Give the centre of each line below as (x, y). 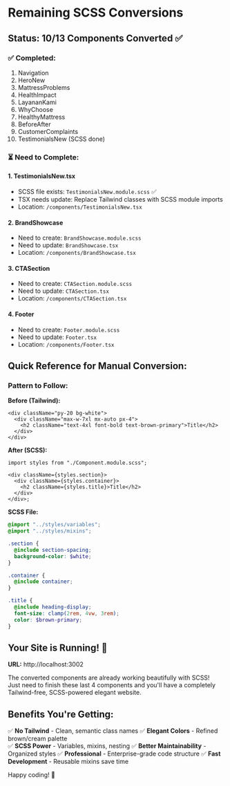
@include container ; (44, 582)
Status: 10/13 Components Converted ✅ (95, 38)
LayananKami (37, 102)
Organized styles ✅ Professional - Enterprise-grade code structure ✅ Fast (114, 754)
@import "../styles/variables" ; (54, 525)
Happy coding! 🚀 (32, 775)
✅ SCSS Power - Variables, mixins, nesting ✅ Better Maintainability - (107, 746)
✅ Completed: (32, 58)
